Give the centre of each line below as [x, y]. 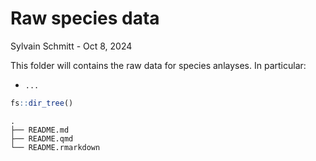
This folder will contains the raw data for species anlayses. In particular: [158, 65]
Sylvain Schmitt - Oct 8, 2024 [71, 46]
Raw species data [85, 18]
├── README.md [40, 130]
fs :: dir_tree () [42, 103]
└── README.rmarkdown [55, 147]
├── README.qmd [42, 138]
